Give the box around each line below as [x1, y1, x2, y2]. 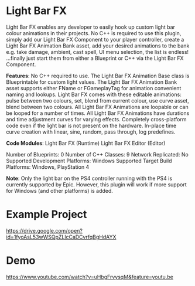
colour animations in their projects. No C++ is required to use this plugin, [6, 29, 182, 36]
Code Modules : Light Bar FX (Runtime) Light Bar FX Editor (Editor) [6, 139, 166, 147]
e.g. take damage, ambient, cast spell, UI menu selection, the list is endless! [6, 48, 189, 55]
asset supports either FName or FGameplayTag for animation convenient [6, 84, 182, 91]
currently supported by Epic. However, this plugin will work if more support [6, 181, 187, 188]
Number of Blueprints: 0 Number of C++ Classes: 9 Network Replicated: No [6, 151, 189, 158]
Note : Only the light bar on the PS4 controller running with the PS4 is [6, 175, 173, 182]
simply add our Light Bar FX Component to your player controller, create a [6, 36, 184, 43]
